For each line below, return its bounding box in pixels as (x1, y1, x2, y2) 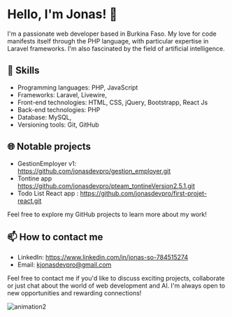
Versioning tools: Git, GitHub (17, 120, 99, 129)
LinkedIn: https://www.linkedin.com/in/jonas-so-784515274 (17, 253, 189, 262)
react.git (17, 196, 42, 205)
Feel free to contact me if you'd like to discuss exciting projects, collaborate (7, 274, 225, 283)
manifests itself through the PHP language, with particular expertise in (7, 36, 209, 45)
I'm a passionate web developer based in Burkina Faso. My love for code (7, 29, 217, 38)
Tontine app (17, 174, 52, 183)
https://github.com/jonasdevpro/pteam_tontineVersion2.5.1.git (17, 181, 196, 190)
